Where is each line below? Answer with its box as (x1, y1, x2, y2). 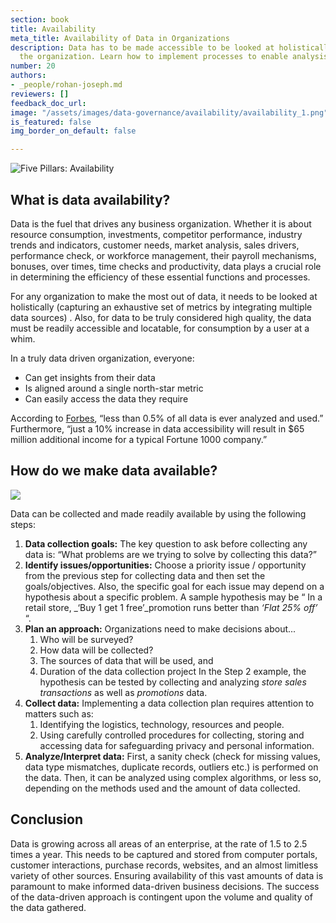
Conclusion (10, 811, 84, 828)
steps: (10, 518, 36, 530)
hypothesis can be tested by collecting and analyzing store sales (39, 676, 307, 688)
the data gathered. (10, 901, 87, 913)
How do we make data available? (10, 462, 218, 480)
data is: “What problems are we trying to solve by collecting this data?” (24, 548, 317, 560)
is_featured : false (10, 117, 92, 127)
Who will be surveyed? (39, 633, 134, 645)
